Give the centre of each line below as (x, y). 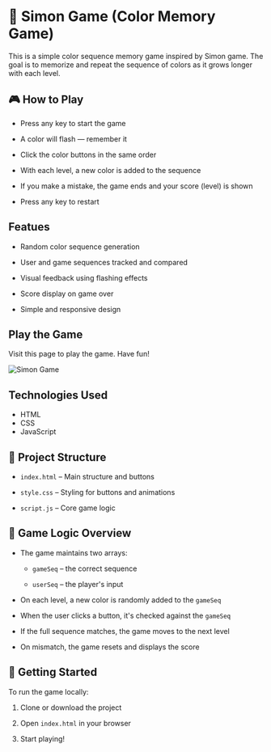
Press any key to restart (59, 201)
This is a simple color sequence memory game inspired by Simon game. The (136, 56)
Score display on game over (67, 294)
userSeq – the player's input (78, 584)
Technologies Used (58, 395)
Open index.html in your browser (76, 723)
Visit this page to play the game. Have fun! (79, 354)
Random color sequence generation (80, 247)
